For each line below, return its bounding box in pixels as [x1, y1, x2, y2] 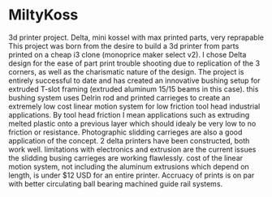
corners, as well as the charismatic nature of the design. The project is [8, 66, 244, 76]
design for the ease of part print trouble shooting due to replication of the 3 [8, 58, 261, 68]
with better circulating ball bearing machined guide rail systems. [8, 178, 223, 188]
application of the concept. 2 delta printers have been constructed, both [8, 135, 250, 145]
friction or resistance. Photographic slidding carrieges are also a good [8, 127, 243, 137]
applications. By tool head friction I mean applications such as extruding [8, 109, 250, 119]
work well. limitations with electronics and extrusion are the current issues [8, 144, 257, 154]
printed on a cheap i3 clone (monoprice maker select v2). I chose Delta [8, 49, 247, 59]
